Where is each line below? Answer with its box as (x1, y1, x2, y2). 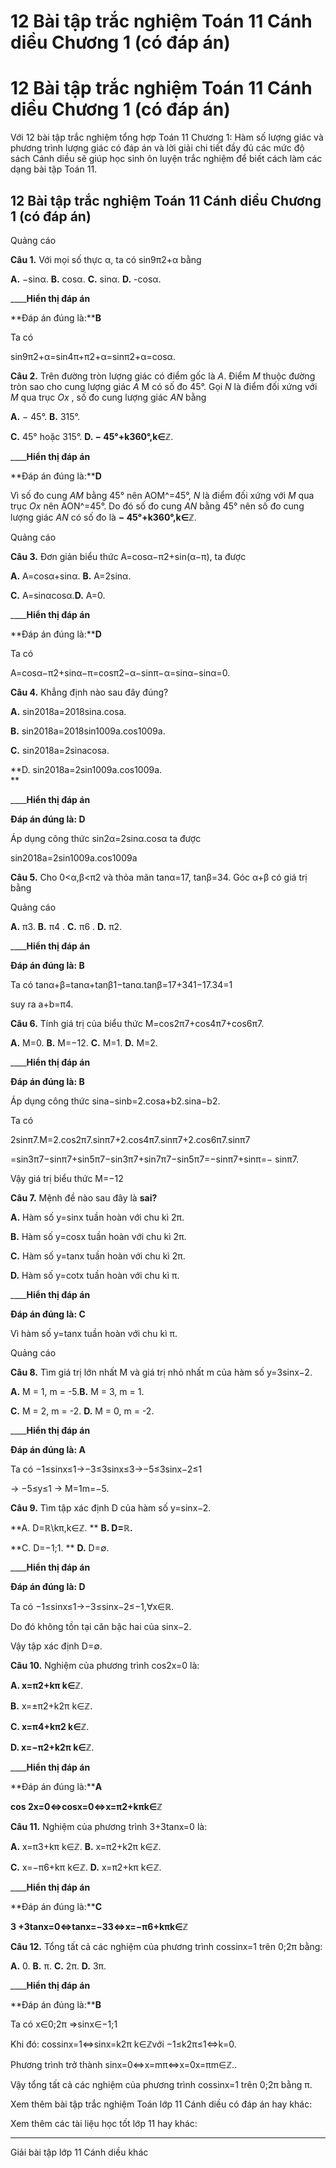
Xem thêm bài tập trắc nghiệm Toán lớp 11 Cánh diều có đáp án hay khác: (10, 2098, 313, 2110)
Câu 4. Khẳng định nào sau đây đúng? (10, 686, 169, 698)
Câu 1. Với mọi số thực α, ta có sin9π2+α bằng (10, 253, 202, 265)
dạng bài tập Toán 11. (10, 163, 98, 175)
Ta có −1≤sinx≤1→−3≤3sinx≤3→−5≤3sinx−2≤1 (10, 1463, 203, 1475)
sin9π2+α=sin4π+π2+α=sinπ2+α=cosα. (10, 350, 176, 362)
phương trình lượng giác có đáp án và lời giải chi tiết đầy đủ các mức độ (10, 142, 305, 154)
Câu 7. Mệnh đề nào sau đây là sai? (10, 1191, 158, 1204)
